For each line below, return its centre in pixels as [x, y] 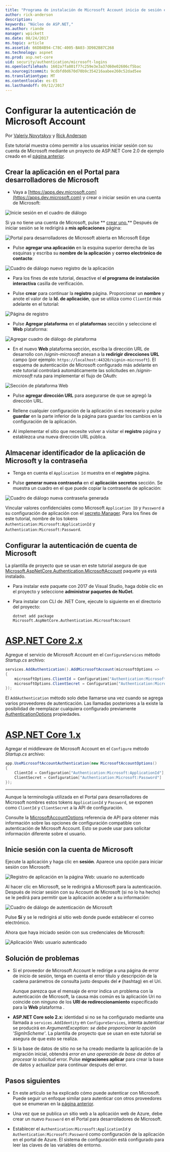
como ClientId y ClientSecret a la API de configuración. [65, 807]
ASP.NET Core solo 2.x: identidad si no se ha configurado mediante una [88, 1017]
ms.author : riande [25, 29]
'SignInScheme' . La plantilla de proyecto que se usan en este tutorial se [87, 1033]
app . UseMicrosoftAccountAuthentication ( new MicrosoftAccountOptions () [81, 764]
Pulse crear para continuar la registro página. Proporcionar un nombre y [89, 293]
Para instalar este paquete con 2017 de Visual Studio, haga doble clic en [88, 586]
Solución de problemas [42, 958]
